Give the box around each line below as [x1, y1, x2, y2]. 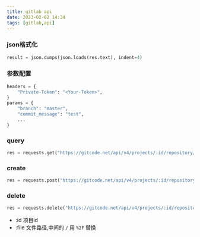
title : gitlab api [7, 8, 52, 15]
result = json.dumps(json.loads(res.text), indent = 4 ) [7, 54, 143, 60]
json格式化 [7, 40, 38, 49]
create [7, 164, 26, 172]
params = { [7, 100, 34, 106]
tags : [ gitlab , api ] [7, 20, 55, 26]
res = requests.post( [7, 177, 61, 183]
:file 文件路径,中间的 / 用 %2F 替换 [15, 224, 97, 231]
